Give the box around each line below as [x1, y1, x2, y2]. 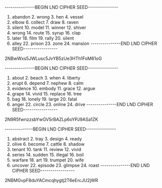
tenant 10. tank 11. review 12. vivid [11, 146, 81, 152]
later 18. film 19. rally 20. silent [11, 35, 74, 41]
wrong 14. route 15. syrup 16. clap [11, 30, 81, 35]
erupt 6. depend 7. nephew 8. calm [11, 80, 83, 86]
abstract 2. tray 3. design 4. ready [11, 136, 82, 141]
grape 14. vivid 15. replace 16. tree [11, 91, 82, 96]
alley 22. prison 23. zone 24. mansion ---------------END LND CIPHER [11, 40, 157, 46]
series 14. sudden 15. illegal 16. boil [11, 152, 84, 157]
